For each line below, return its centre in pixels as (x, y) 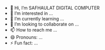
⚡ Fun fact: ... (24, 43)
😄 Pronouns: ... (26, 37)
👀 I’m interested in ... (31, 13)
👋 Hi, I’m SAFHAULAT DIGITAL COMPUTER (55, 8)
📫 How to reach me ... (33, 30)
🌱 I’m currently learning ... (37, 19)
